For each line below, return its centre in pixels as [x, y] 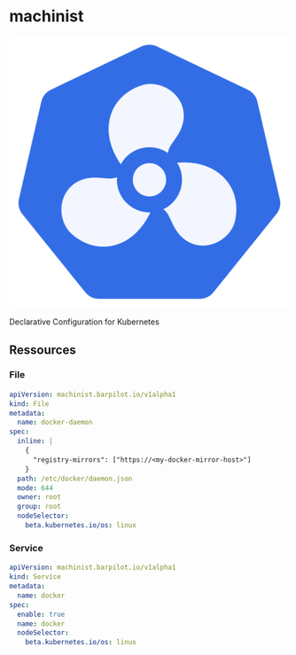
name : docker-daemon [55, 423]
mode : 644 [35, 488]
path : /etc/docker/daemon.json [75, 479]
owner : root [39, 497]
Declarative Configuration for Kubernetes [84, 322]
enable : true [41, 614]
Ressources [43, 350]
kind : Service [35, 577]
